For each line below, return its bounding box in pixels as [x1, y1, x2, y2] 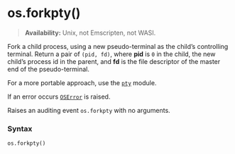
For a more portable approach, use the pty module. [7, 78, 157, 87]
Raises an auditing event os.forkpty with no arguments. [7, 106, 170, 114]
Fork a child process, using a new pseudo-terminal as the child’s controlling [7, 42, 229, 50]
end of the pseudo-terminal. [7, 65, 90, 73]
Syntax [7, 123, 33, 133]
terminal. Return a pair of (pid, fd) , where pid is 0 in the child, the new [7, 50, 216, 58]
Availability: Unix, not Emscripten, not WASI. [24, 28, 156, 37]
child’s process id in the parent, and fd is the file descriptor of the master [7, 57, 221, 65]
